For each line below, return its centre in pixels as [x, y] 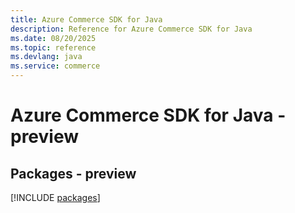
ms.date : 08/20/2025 [53, 38]
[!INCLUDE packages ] [55, 197]
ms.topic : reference [53, 47]
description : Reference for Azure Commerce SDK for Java [131, 29]
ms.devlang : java [46, 57]
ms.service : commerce [55, 66]
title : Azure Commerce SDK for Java [86, 19]
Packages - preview [73, 173]
